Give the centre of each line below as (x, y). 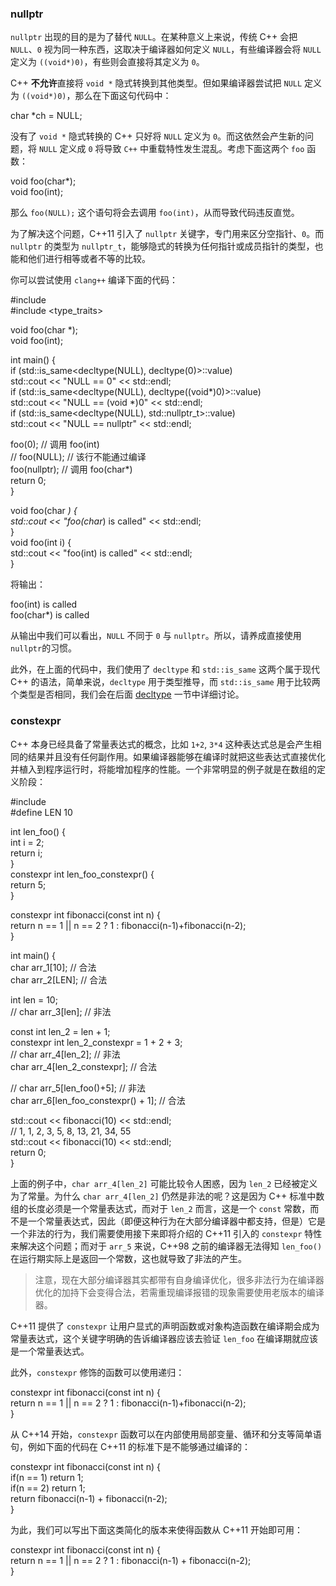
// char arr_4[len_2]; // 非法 (65, 1054)
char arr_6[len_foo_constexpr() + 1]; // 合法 (98, 1100)
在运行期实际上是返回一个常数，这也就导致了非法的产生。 (128, 1258)
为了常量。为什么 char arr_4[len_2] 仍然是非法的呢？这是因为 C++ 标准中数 (167, 1196)
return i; (26, 853)
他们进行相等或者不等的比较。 (89, 259)
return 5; (28, 884)
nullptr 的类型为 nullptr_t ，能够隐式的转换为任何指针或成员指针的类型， (162, 246)
